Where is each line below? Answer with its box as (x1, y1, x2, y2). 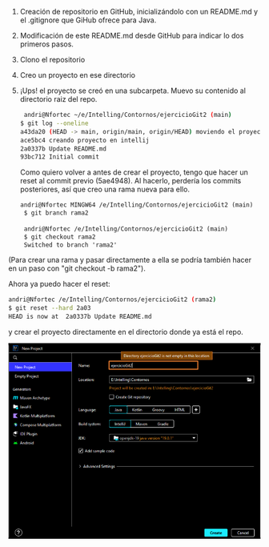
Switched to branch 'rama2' (23, 241, 118, 249)
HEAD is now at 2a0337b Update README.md (8, 312, 152, 320)
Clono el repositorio (19, 55, 86, 64)
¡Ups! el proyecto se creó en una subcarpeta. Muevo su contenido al (19, 86, 247, 95)
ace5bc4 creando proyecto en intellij (19, 136, 150, 144)
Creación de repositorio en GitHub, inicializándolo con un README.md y (19, 7, 259, 16)
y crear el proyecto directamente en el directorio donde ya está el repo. (8, 327, 244, 336)
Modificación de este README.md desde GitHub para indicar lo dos (19, 31, 244, 40)
